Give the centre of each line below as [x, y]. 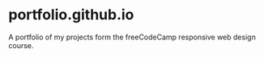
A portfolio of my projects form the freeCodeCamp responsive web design [132, 37]
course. [21, 45]
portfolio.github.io [71, 15]
